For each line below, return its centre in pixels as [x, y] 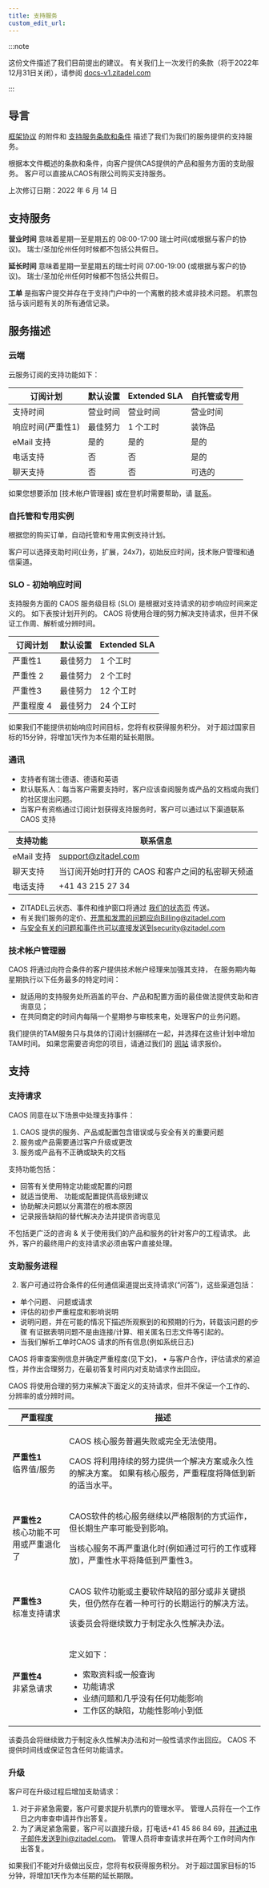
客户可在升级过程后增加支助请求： [64, 1792]
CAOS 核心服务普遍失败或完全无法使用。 [145, 1441]
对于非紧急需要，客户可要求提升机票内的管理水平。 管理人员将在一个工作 [140, 1809]
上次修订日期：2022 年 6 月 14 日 [63, 191]
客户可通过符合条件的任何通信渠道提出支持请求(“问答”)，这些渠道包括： [138, 1284]
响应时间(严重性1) [46, 427]
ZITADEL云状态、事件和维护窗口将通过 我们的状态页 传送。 [117, 908]
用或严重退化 [37, 1544]
